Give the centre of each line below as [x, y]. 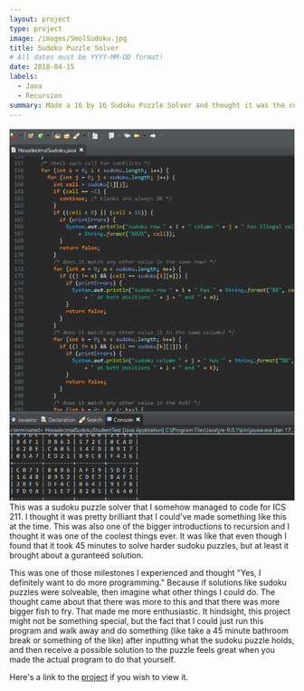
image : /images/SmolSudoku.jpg [68, 38]
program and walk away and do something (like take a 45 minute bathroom [149, 631]
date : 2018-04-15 [42, 67]
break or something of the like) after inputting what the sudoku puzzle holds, [152, 640]
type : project [36, 29]
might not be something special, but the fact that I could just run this [137, 621]
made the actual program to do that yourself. [93, 660]
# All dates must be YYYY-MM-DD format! [87, 58]
